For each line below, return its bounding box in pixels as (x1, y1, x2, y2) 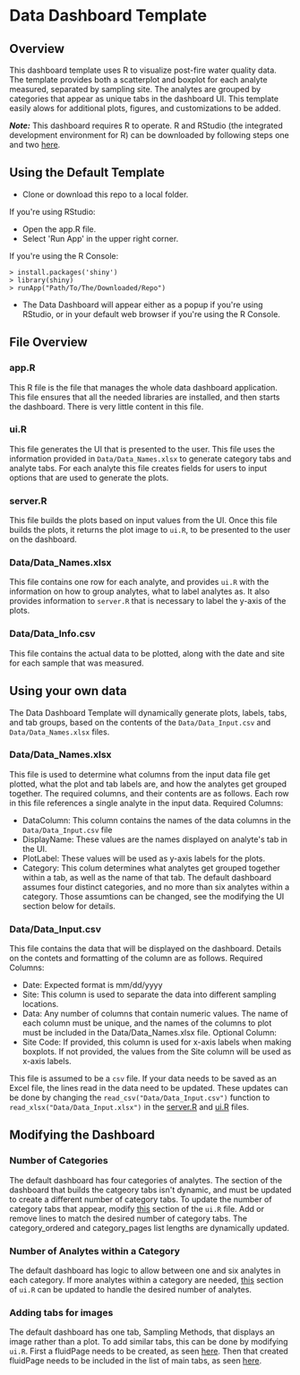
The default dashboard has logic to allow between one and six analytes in (9, 1265, 281, 1276)
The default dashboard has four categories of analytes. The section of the (9, 1174, 283, 1185)
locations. (21, 999, 59, 1010)
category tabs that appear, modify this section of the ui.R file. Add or (9, 1203, 264, 1214)
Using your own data (9, 683, 127, 699)
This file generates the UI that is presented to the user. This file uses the (9, 443, 276, 454)
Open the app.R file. (21, 223, 97, 234)
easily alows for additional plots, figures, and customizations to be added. (9, 103, 281, 113)
